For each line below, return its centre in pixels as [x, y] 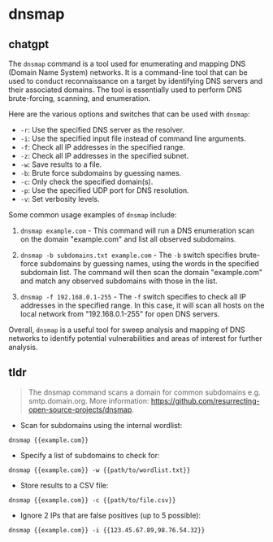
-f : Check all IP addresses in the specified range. [102, 147]
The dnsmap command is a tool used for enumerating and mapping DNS [127, 63]
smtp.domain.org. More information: [89, 400]
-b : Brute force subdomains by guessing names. [101, 173]
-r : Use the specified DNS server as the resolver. [102, 130]
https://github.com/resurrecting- [205, 400]
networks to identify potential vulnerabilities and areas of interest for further [135, 338]
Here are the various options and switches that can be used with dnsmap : [129, 114]
